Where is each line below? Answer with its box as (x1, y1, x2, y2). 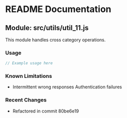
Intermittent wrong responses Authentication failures (12, 84, 122, 90)
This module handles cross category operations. (5, 37, 106, 43)
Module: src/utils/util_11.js (5, 24, 89, 32)
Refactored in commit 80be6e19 (12, 108, 79, 114)
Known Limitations (5, 73, 52, 80)
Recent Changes (5, 96, 47, 103)
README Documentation (5, 4, 112, 15)
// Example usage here (5, 61, 53, 66)
